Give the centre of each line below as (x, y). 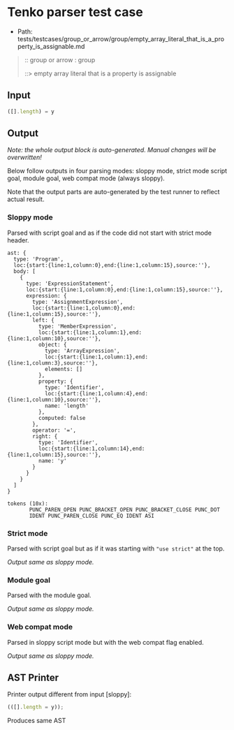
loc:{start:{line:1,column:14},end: (92, 448)
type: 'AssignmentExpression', (78, 302)
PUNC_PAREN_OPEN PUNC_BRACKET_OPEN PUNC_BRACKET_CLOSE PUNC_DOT (124, 510)
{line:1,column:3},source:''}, (53, 363)
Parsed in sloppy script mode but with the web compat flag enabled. (105, 642)
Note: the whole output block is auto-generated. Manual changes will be (112, 150)
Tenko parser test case (75, 12)
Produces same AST (37, 721)
